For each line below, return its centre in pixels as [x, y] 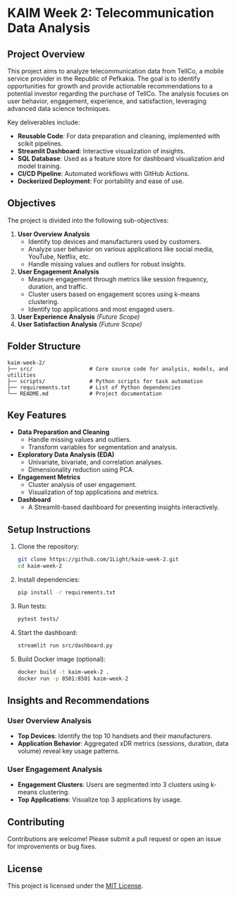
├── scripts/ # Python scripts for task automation [105, 381]
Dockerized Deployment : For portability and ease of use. [101, 181]
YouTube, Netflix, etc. [59, 257]
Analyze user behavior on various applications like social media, [121, 249]
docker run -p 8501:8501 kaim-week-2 [73, 679]
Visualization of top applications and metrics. [93, 492]
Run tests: [32, 606]
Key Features [37, 415]
